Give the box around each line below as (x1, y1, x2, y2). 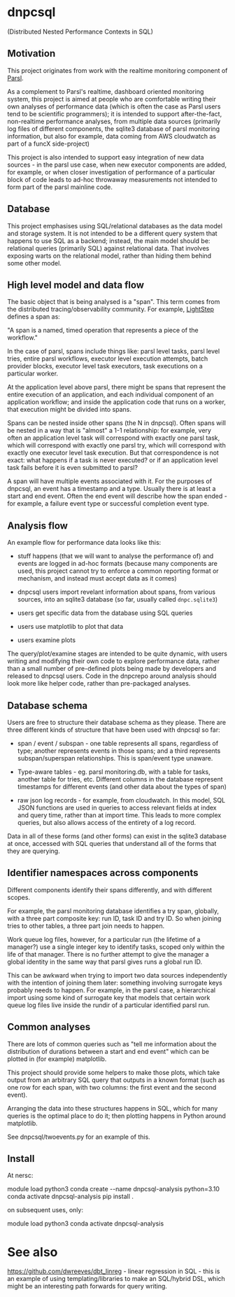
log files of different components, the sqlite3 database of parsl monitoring (7, 124, 220, 133)
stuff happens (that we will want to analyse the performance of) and (17, 552, 214, 560)
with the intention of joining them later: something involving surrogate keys (7, 978, 222, 987)
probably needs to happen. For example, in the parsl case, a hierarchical (7, 985, 215, 994)
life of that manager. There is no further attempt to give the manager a (7, 950, 209, 958)
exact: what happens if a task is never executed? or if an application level (7, 456, 218, 464)
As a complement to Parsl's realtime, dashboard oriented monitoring (7, 87, 204, 95)
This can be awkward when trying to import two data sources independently (7, 971, 227, 979)
